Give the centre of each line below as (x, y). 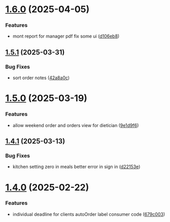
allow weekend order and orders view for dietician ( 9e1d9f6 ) (76, 125)
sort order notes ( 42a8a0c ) (41, 78)
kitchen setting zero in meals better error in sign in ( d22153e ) (76, 167)
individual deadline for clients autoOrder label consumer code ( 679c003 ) (89, 214)
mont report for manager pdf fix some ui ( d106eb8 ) (66, 36)
